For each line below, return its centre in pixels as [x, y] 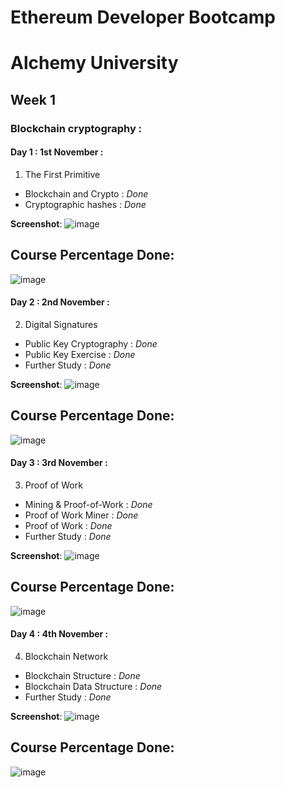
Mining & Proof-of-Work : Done [88, 504]
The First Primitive [62, 174]
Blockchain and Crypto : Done [86, 193]
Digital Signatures [61, 324]
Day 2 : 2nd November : [60, 302]
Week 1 [33, 99]
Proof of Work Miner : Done [81, 515]
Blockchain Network [66, 656]
